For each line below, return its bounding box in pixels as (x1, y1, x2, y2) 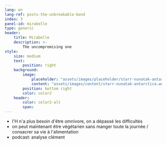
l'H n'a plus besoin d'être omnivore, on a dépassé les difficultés (11, 118, 143, 124)
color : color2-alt (22, 100, 61, 105)
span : (22, 105, 34, 110)
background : (13, 68, 38, 73)
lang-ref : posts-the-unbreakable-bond (4, 12, 85, 17)
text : (13, 58, 25, 63)
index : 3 (4, 16, 23, 21)
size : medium (13, 53, 41, 59)
